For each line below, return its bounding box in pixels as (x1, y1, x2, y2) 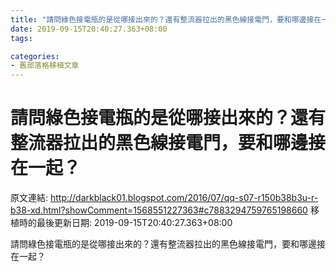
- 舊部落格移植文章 (10, 61, 80, 71)
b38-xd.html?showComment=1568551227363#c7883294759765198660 (10, 204, 308, 216)
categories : (10, 51, 60, 61)
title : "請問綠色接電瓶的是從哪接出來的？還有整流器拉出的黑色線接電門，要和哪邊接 (10, 14, 315, 25)
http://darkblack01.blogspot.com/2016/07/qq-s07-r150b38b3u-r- (49, 192, 319, 204)
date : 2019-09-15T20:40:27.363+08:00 (10, 24, 168, 34)
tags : (10, 33, 33, 43)
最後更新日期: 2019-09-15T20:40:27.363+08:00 (36, 217, 233, 229)
